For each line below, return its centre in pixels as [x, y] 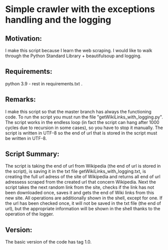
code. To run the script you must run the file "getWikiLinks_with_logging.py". [84, 117]
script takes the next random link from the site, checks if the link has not [80, 187]
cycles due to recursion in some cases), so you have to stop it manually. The [84, 128]
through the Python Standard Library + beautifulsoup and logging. [73, 56]
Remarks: [21, 100]
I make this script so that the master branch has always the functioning [78, 111]
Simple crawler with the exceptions [80, 9]
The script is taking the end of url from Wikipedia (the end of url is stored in [83, 166]
